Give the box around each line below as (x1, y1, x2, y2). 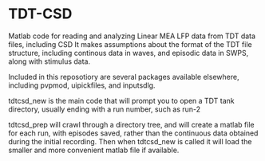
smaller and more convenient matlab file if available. (8, 145, 180, 155)
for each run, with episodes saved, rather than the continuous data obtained (8, 128, 259, 138)
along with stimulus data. (8, 57, 90, 66)
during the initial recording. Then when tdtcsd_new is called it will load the (8, 136, 252, 146)
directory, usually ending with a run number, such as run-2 (8, 104, 201, 114)
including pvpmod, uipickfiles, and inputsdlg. (8, 80, 156, 90)
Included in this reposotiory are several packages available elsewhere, (8, 72, 239, 81)
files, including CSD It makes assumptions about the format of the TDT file (8, 39, 253, 49)
